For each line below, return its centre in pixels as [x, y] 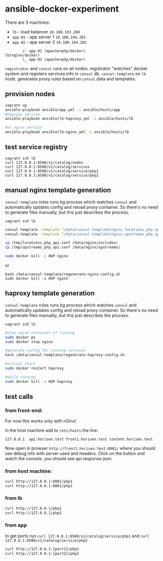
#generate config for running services [45, 350]
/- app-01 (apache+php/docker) [54, 51]
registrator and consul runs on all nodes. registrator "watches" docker [76, 68]
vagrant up [16, 105]
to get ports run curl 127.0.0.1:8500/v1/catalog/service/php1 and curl [77, 536]
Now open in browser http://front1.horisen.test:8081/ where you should [80, 448]
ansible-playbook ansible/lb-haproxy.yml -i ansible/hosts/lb [69, 119]
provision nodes [30, 94]
